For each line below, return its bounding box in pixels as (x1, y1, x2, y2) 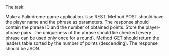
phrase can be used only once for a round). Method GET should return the (5, 35, 160, 41)
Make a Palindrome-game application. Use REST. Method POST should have (5, 14, 164, 19)
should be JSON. (5, 46, 41, 51)
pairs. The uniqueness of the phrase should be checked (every (21, 30, 151, 35)
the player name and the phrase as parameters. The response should (5, 19, 149, 25)
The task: (5, 4, 25, 10)
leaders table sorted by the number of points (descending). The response (5, 40, 158, 46)
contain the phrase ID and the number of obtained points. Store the (5, 24, 145, 30)
